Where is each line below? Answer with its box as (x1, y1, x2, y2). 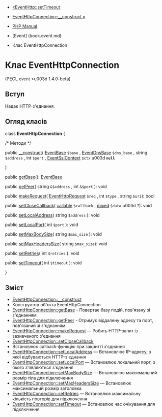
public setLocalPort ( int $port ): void (5, 222, 79, 227)
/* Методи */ (5, 140, 31, 146)
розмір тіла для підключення (12, 375, 73, 381)
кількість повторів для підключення (12, 396, 87, 402)
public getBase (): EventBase (5, 174, 62, 180)
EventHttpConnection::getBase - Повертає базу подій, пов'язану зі (12, 307, 151, 313)
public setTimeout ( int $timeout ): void (5, 259, 82, 265)
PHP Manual (12, 23, 38, 29)
